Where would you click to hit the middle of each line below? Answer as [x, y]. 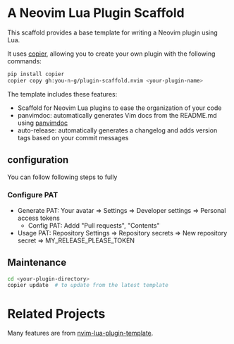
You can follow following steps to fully [62, 177]
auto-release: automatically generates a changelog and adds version [117, 130]
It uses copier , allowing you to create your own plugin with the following [111, 54]
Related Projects [56, 313]
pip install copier [36, 74]
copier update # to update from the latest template [88, 285]
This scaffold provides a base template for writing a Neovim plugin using [113, 32]
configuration [38, 160]
